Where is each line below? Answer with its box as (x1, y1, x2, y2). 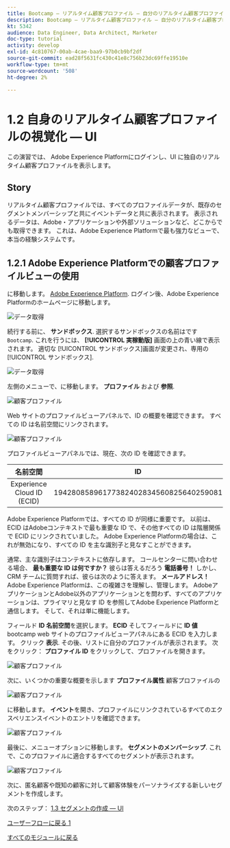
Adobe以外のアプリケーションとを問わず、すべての (54, 589, 199, 597)
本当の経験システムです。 (7, 235, 79, 244)
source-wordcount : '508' (7, 67, 78, 74)
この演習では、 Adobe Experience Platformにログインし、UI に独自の (7, 152, 202, 161)
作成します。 (30, 789, 67, 797)
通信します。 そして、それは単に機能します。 (7, 606, 133, 615)
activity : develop (7, 42, 60, 49)
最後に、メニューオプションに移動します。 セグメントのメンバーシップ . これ (7, 743, 221, 751)
